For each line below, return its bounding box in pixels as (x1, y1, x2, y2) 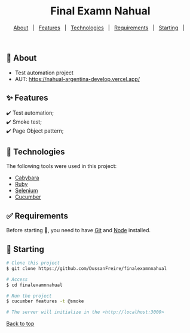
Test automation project (14, 69, 73, 76)
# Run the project (6, 293, 52, 299)
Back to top (6, 320, 35, 328)
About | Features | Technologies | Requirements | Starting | (13, 24, 185, 31)
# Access (6, 276, 28, 283)
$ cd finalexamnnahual (6, 282, 63, 288)
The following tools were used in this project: (6, 163, 117, 170)
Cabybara (14, 174, 39, 181)
